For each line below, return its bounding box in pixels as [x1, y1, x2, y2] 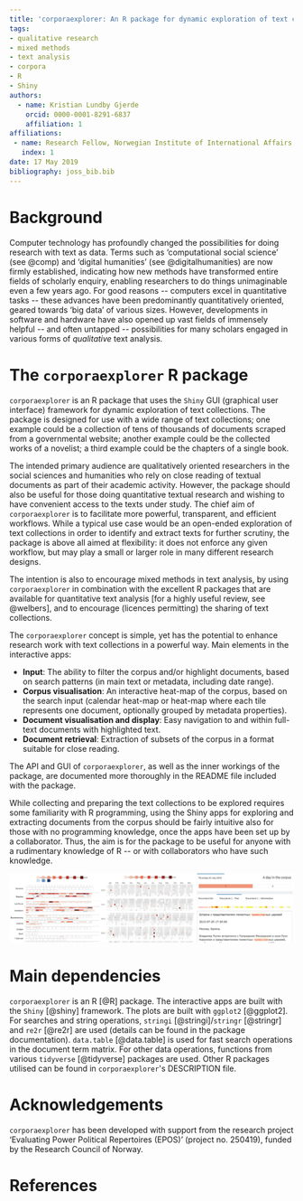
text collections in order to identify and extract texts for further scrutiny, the [9, 527, 290, 538]
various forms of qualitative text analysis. [9, 333, 163, 343]
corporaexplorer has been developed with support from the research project [9, 1124, 294, 1135]
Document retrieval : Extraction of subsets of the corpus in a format [22, 733, 275, 745]
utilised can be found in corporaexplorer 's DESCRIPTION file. [9, 1063, 237, 1074]
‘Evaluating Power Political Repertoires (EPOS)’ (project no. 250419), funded [9, 1134, 292, 1145]
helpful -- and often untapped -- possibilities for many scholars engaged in [9, 324, 289, 334]
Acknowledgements [9, 1094, 164, 1115]
